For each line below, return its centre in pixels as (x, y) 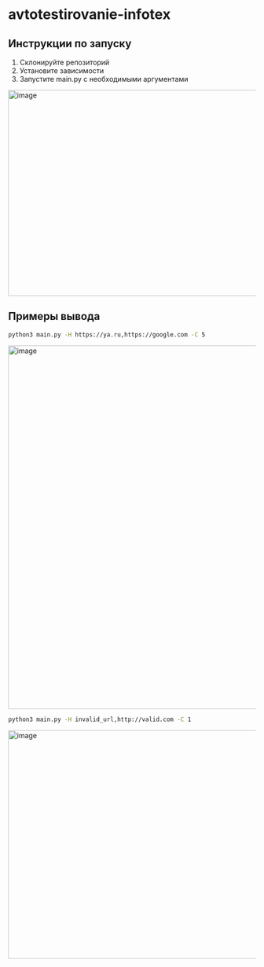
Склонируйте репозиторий (64, 62)
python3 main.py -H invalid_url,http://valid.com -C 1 (100, 719)
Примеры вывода (54, 316)
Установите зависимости (62, 71)
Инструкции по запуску (70, 44)
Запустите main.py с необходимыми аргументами (104, 79)
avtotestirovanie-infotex (90, 15)
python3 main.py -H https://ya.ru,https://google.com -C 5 (107, 335)
